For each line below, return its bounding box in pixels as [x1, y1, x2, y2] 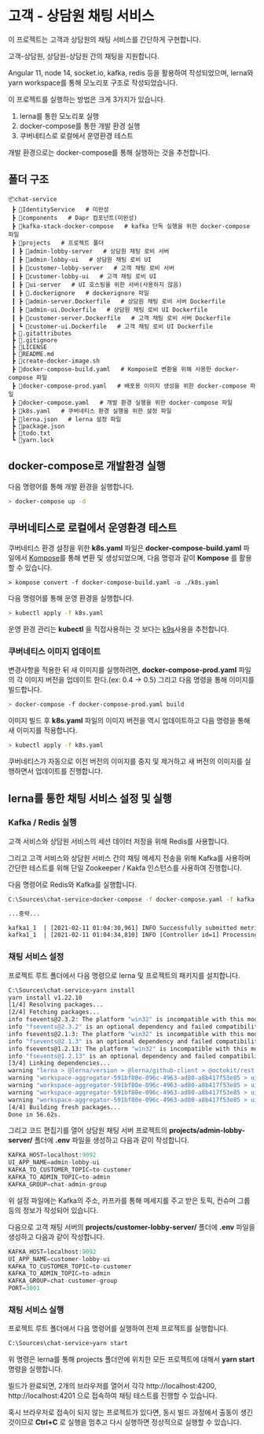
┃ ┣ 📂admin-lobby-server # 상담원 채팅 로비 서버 [11, 247, 170, 256]
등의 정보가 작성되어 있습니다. [8, 1205, 99, 1215]
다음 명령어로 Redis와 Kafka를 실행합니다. [8, 880, 137, 889]
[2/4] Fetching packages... [8, 1008, 101, 1017]
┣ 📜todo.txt [11, 429, 51, 437]
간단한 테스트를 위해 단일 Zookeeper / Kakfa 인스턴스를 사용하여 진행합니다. [8, 862, 242, 873]
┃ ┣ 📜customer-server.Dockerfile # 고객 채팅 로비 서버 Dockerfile [11, 314, 231, 322]
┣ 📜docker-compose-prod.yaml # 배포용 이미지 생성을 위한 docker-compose [11, 382, 247, 390]
